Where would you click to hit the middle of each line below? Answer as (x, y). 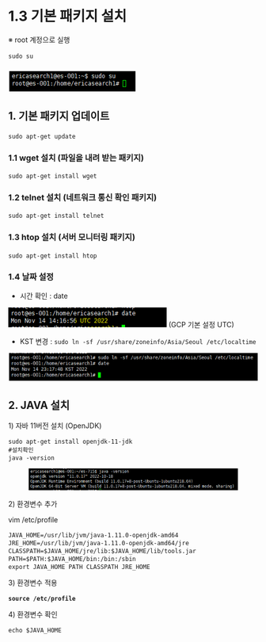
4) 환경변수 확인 (33, 614)
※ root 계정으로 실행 (39, 40)
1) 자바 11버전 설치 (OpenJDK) (55, 426)
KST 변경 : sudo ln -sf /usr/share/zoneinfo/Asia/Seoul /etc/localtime (138, 341)
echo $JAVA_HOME (35, 630)
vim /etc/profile (33, 519)
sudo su (21, 56)
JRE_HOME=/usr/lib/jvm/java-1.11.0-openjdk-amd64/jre (99, 543)
